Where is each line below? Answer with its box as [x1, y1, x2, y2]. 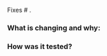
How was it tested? [7, 41, 72, 51]
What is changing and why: [7, 23, 101, 32]
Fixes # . [7, 6, 32, 14]
